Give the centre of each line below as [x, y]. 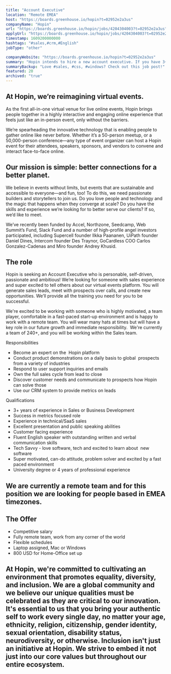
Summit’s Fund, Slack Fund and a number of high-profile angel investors [81, 230]
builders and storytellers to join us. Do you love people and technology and [84, 198]
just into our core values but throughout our [76, 657]
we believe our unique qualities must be [70, 593]
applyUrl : [16, 34]
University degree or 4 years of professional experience [72, 470]
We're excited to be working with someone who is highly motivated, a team [84, 311]
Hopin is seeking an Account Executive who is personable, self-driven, [80, 274]
